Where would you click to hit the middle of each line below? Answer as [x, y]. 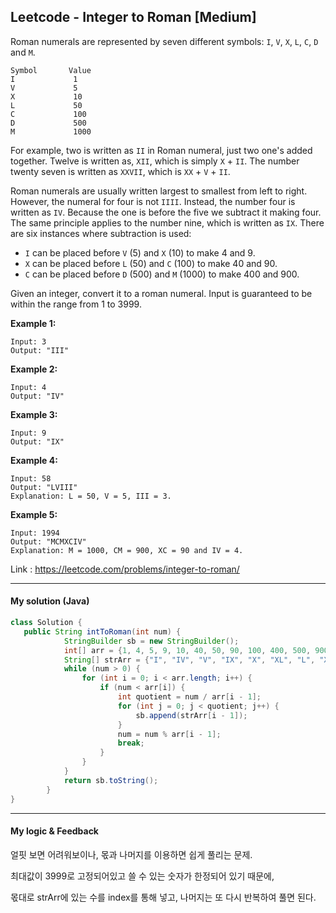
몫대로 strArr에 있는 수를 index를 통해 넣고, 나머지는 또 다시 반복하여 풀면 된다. [163, 897]
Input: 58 [31, 478]
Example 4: [34, 460]
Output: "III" [40, 350]
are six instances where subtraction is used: [101, 233]
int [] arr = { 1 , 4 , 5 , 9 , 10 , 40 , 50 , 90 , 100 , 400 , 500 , [187, 650]
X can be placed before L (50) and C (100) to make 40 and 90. [151, 263]
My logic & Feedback [54, 831]
